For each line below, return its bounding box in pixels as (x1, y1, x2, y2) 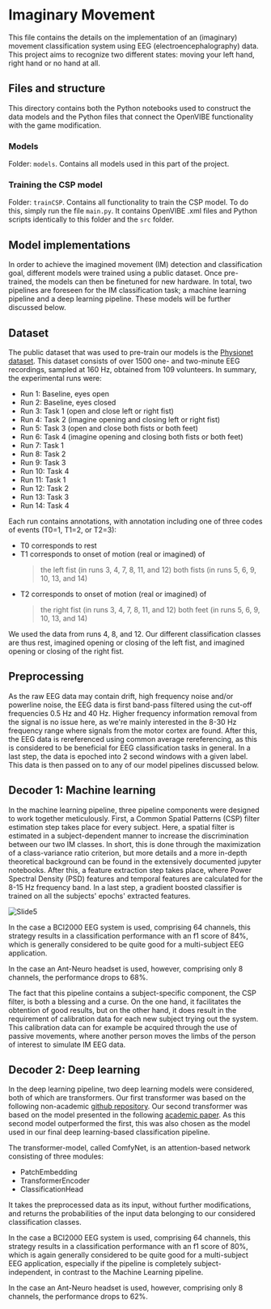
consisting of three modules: (8, 1151, 104, 1162)
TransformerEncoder (19, 1176, 91, 1186)
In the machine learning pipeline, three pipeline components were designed (8, 805, 260, 815)
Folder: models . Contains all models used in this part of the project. (8, 159, 230, 169)
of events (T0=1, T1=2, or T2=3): (8, 524, 117, 535)
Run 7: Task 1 (19, 440, 65, 450)
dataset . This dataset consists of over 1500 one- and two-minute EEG (8, 356, 240, 366)
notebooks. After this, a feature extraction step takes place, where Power (8, 865, 252, 875)
